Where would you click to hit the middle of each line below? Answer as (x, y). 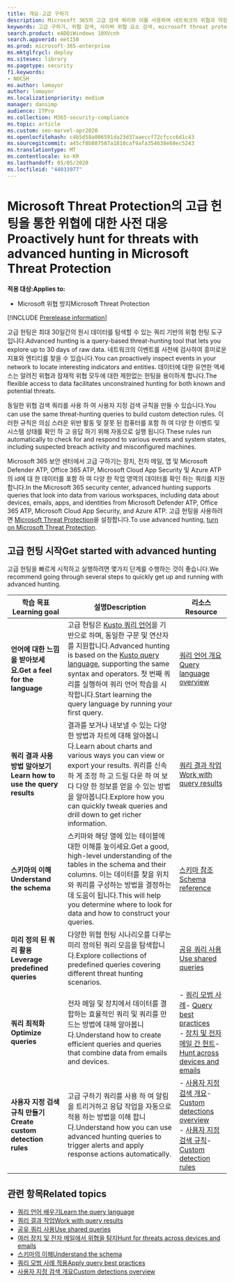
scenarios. (85, 983)
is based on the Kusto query (113, 655)
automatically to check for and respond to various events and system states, (117, 439)
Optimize (26, 1033)
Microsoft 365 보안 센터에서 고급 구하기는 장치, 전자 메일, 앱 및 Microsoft (107, 461)
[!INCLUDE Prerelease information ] (57, 318)
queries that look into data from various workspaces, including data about (113, 495)
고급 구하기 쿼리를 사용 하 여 (111, 1096)
